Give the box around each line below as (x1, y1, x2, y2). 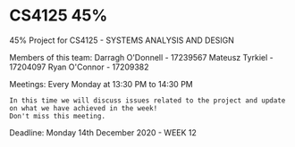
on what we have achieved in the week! (9, 103, 158, 112)
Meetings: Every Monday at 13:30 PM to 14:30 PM (9, 78, 194, 89)
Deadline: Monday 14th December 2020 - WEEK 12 (9, 127, 197, 138)
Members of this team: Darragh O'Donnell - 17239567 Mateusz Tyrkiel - (9, 52, 274, 62)
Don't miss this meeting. (9, 111, 105, 120)
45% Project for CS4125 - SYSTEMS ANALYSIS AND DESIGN (9, 35, 235, 45)
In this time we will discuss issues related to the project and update (9, 95, 286, 105)
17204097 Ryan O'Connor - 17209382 (9, 61, 149, 72)
